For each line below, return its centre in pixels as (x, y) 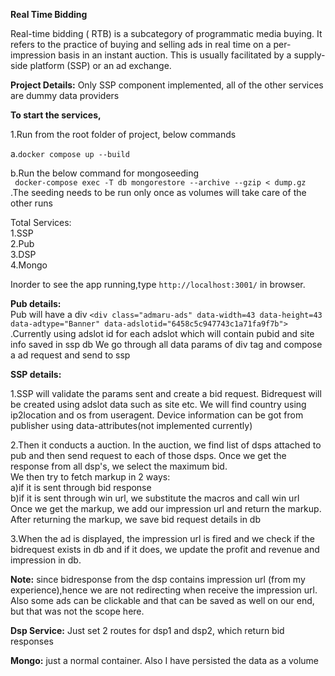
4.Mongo (29, 265)
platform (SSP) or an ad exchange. (100, 65)
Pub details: (36, 303)
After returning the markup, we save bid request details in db (135, 519)
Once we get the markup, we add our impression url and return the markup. (166, 508)
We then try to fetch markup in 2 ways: (90, 477)
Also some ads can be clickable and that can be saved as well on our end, (162, 600)
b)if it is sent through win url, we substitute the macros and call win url (155, 498)
